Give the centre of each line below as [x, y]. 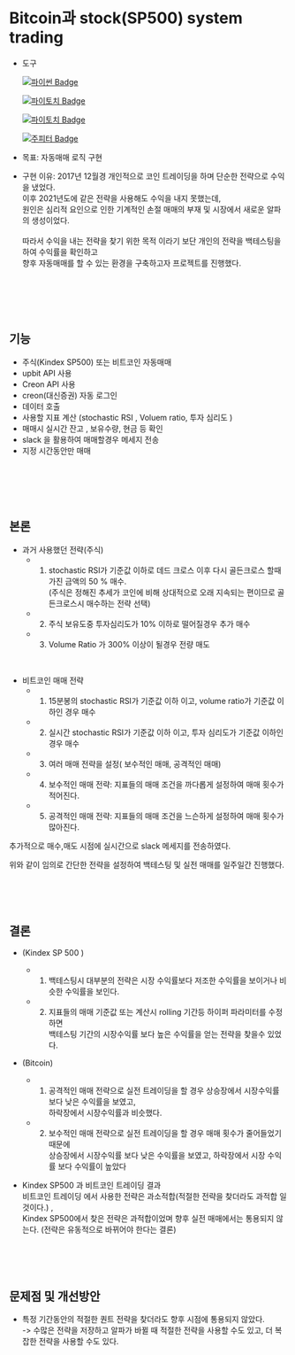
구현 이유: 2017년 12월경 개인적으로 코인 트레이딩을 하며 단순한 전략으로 [145, 176]
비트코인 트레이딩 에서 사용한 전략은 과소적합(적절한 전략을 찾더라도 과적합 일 [154, 1196]
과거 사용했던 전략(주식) [63, 549]
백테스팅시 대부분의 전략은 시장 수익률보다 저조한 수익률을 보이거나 [163, 980]
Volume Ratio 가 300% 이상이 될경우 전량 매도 [129, 644]
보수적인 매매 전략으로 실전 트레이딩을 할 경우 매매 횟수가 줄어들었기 [165, 1134]
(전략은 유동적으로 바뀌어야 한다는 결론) [109, 1230]
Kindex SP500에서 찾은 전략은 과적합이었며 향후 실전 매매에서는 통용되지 [148, 1219]
